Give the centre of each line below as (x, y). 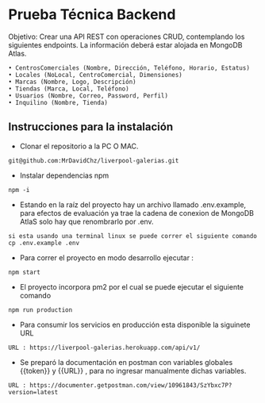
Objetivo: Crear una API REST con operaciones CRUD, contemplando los (127, 36)
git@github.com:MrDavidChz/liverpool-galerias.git (94, 160)
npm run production (40, 310)
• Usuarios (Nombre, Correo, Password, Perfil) (88, 96)
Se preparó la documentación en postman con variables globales (126, 362)
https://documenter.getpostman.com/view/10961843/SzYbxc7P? (131, 385)
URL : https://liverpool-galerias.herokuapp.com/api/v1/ (104, 347)
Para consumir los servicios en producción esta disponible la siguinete (135, 324)
